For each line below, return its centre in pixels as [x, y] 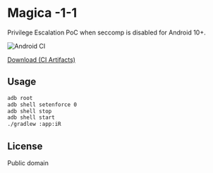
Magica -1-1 [42, 13]
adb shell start [31, 117]
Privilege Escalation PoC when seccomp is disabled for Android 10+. [107, 32]
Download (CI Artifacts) [42, 59]
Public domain [28, 162]
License [25, 146]
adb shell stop [30, 111]
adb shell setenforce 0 [42, 104]
